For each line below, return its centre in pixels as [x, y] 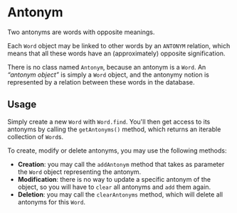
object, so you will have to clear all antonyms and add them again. [114, 187]
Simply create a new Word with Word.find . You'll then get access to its [109, 121]
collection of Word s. [36, 136]
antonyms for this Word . [51, 202]
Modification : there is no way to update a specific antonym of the [114, 179]
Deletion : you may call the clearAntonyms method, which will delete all [120, 194]
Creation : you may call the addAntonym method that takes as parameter [121, 164]
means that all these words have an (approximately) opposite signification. [116, 53]
